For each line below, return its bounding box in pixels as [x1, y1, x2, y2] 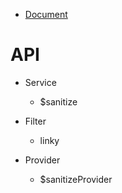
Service [24, 76, 57, 88]
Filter [24, 115, 47, 127]
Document [24, 9, 68, 20]
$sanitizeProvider [39, 173, 113, 185]
